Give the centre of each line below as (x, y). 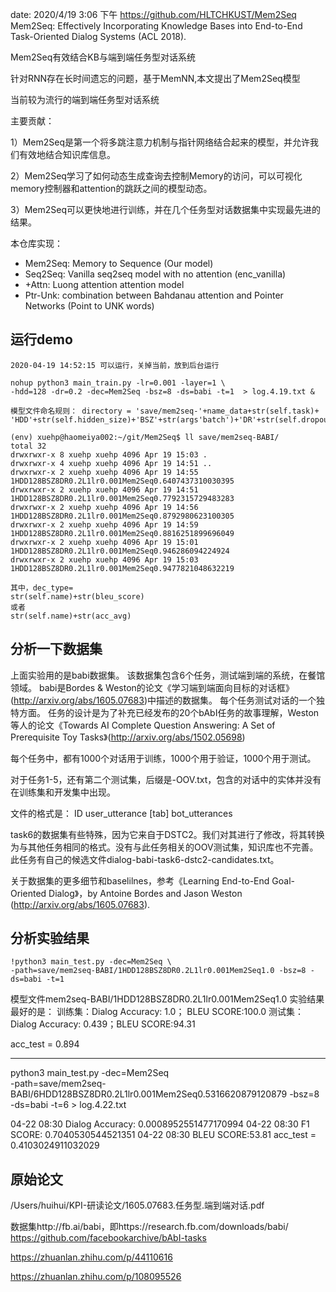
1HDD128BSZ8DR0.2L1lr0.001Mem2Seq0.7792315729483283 (122, 498)
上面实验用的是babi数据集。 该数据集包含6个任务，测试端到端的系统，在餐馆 (168, 675)
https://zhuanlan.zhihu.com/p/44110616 (91, 1257)
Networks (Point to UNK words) (89, 306)
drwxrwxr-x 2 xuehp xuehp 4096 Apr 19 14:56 (104, 507)
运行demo (41, 339)
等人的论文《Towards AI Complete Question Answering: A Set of (143, 725)
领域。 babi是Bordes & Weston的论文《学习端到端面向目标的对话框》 (152, 687)
